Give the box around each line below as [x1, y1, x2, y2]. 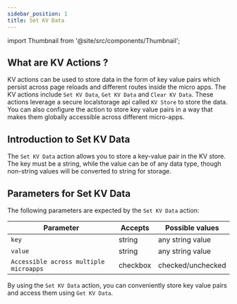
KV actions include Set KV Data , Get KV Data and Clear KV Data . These [7, 90, 214, 99]
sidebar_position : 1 [7, 10, 68, 18]
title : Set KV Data [7, 17, 65, 24]
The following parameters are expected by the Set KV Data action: [7, 206, 200, 214]
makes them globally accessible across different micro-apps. [7, 113, 185, 121]
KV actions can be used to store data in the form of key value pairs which [7, 75, 221, 84]
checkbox [119, 260, 152, 270]
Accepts [120, 223, 150, 233]
